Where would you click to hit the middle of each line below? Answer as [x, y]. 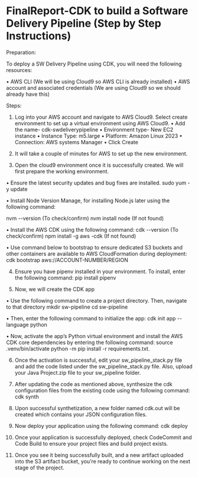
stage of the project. [40, 468]
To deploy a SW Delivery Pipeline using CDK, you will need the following [94, 64]
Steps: [14, 105]
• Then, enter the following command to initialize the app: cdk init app [91, 318]
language [17, 325]
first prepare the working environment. [62, 171]
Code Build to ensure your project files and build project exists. [91, 443]
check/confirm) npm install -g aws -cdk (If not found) [71, 236]
